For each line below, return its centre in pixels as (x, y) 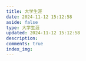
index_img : (19, 49)
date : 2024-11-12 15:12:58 (39, 17)
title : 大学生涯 (24, 11)
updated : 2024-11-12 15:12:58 (43, 33)
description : (22, 38)
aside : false (22, 22)
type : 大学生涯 (23, 28)
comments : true (25, 44)
